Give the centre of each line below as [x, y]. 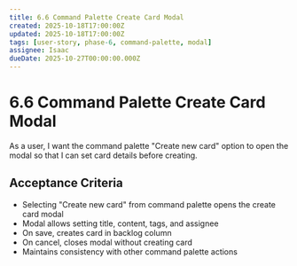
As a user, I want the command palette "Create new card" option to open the [149, 145]
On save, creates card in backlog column [97, 232]
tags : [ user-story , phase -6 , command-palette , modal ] [111, 42]
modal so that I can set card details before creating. [103, 155]
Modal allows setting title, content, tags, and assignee [120, 223]
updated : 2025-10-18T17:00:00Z [67, 34]
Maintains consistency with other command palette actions [129, 251]
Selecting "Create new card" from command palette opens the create [149, 204]
